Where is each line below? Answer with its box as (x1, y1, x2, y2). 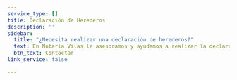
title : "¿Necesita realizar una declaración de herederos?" (13, 36, 194, 44)
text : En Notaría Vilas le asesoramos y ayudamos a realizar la (13, 43, 207, 50)
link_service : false (7, 56, 68, 63)
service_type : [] (7, 10, 59, 18)
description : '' (7, 23, 55, 30)
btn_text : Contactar (13, 50, 74, 57)
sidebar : (7, 29, 33, 37)
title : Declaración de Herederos (7, 17, 106, 24)
